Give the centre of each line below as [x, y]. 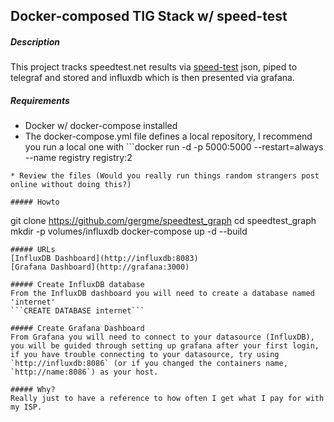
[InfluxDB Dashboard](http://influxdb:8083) [104, 259]
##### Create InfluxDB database [77, 285]
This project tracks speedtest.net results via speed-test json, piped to [154, 67]
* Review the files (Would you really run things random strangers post [165, 176]
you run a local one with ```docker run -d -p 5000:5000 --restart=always [174, 147]
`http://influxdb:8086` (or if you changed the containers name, [149, 364]
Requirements [40, 100]
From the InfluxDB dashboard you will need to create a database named [162, 294]
